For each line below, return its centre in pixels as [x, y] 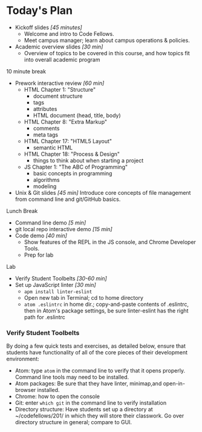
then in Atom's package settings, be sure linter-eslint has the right [106, 311]
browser [25, 390]
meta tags [46, 135]
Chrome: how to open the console [57, 397]
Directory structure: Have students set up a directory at [84, 410]
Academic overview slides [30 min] [59, 47]
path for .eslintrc [44, 317]
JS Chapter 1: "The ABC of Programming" [76, 167]
